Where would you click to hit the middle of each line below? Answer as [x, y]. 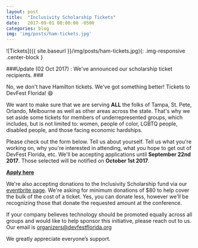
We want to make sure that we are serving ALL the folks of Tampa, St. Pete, [99, 105]
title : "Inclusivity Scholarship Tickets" [61, 17]
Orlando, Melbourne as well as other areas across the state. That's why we [98, 111]
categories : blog [28, 28]
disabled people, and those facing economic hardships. [75, 130]
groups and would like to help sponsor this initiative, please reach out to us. [99, 221]
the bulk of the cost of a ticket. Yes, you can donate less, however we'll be [98, 197]
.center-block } [25, 57]
